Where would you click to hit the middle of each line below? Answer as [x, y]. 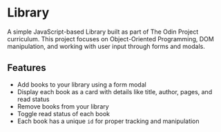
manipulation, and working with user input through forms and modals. [106, 46]
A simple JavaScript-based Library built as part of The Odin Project [103, 32]
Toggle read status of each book [64, 113]
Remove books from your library [63, 106]
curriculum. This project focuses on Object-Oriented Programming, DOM [110, 38]
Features [27, 68]
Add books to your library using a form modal [81, 85]
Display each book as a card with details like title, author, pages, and [115, 91]
